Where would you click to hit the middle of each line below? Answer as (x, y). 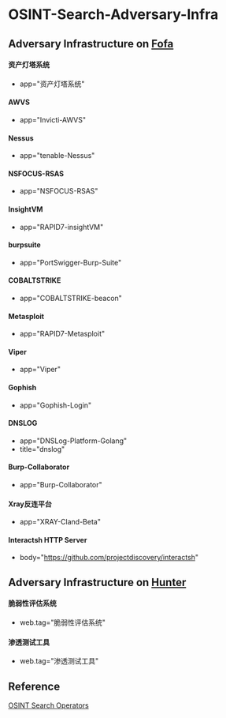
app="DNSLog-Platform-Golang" (73, 441)
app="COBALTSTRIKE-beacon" (70, 298)
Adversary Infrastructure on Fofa (91, 44)
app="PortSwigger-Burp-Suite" (70, 262)
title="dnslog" (42, 449)
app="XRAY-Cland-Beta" (60, 522)
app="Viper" (40, 370)
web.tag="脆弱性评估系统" (63, 622)
